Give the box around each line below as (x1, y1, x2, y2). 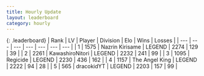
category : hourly (6, 20, 51, 26)
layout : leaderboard (6, 15, 59, 21)
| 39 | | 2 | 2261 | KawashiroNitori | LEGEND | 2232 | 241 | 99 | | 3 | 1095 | (6, 50, 190, 57)
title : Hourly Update (6, 9, 62, 15)
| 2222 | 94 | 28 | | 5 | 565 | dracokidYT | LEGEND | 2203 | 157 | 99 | (6, 63, 178, 70)
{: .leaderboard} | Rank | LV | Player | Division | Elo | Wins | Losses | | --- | (6, 37, 191, 44)
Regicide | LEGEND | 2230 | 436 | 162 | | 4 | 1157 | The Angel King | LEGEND (6, 56, 197, 64)
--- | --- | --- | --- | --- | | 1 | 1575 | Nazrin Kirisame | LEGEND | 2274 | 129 (13, 43, 199, 50)
